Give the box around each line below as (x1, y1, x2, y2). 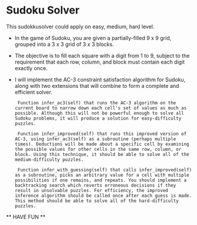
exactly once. (14, 64, 48, 71)
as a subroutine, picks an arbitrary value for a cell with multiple (14, 172, 190, 178)
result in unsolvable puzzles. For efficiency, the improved (14, 187, 169, 193)
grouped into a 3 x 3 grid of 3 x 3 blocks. (14, 41, 114, 48)
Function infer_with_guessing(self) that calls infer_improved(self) (17, 167, 192, 173)
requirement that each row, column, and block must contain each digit (14, 58, 185, 65)
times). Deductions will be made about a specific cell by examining (14, 141, 190, 147)
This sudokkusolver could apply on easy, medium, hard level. (6, 23, 155, 30)
